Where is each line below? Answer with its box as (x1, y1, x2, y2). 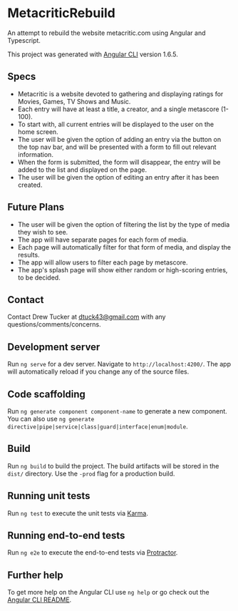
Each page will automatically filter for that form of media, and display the (17, 242, 232, 251)
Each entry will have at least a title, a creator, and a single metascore (17, 105, 219, 113)
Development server (7, 341, 100, 353)
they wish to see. (17, 227, 68, 236)
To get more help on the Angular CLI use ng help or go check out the (7, 588, 209, 597)
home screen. (17, 127, 58, 136)
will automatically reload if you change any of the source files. (7, 367, 190, 376)
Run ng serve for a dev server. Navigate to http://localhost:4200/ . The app (7, 360, 232, 369)
